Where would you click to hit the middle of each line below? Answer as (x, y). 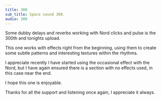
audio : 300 (16, 19)
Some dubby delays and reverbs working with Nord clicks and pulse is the (80, 33)
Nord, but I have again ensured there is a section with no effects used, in (79, 68)
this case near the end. (28, 73)
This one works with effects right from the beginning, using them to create (81, 48)
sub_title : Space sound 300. (35, 14)
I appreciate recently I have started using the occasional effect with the (77, 63)
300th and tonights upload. (33, 38)
